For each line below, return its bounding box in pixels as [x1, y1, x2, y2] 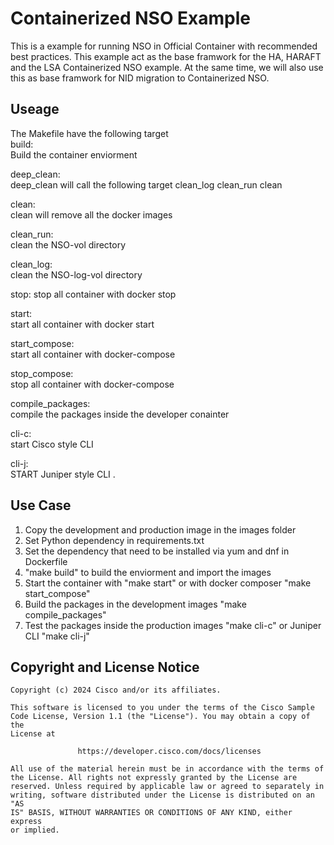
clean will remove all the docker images [10, 208, 173, 221]
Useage [10, 101, 60, 118]
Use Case [10, 497, 72, 514]
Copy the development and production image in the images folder [24, 523, 297, 536]
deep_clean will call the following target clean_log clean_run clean [10, 178, 283, 191]
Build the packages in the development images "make [24, 598, 247, 610]
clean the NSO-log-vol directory [10, 268, 143, 281]
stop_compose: [10, 367, 74, 379]
